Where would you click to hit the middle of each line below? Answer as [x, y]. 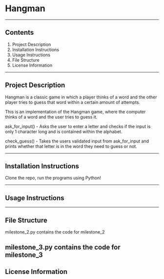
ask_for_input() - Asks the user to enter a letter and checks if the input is [78, 126]
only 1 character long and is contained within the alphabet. [64, 131]
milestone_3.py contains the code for [63, 247]
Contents [20, 33]
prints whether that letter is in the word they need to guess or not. [71, 146]
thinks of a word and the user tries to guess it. [51, 117]
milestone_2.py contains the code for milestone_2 [55, 232]
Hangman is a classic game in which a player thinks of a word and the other [81, 97]
